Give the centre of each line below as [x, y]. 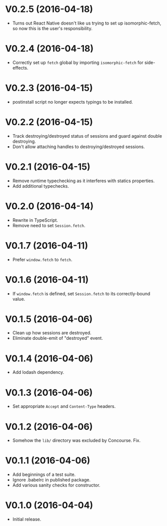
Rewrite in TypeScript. [35, 220]
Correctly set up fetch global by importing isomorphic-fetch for [78, 62]
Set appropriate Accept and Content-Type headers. [64, 406]
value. [19, 299]
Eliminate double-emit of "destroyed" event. [58, 338]
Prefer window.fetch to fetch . [42, 259]
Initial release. [27, 519]
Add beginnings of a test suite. [44, 474]
